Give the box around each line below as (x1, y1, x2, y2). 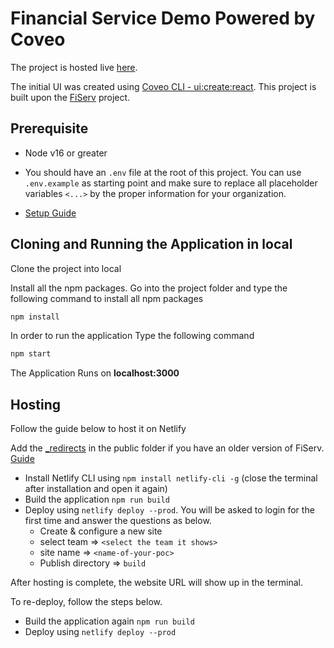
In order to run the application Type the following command (10, 330, 255, 342)
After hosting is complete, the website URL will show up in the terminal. (10, 577, 304, 589)
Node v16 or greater (24, 147, 108, 159)
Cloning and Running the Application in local (10, 236, 293, 253)
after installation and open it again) (24, 483, 168, 495)
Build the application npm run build (24, 493, 170, 506)
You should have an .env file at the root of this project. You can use (24, 166, 302, 178)
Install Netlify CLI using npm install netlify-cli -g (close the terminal (24, 472, 318, 484)
